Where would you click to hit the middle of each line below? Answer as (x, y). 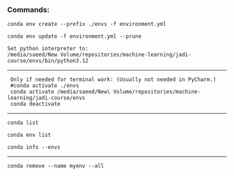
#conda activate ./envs (45, 86)
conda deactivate (35, 104)
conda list (23, 123)
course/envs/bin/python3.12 (48, 61)
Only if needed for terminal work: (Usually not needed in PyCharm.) (113, 80)
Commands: (29, 10)
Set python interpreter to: (48, 49)
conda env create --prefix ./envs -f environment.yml (87, 24)
